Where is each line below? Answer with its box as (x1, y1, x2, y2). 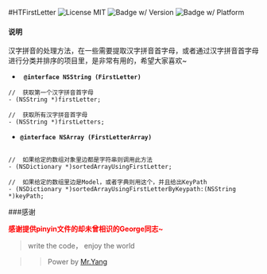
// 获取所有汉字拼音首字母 (8, 112, 88, 119)
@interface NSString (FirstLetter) (23, 73, 141, 81)
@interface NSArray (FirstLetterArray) (19, 134, 153, 142)
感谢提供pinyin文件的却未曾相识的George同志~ (8, 224, 164, 234)
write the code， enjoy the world (27, 241, 135, 251)
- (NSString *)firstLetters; (8, 118, 105, 127)
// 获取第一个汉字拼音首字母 (8, 88, 94, 97)
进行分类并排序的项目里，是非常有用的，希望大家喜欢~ (8, 56, 188, 65)
